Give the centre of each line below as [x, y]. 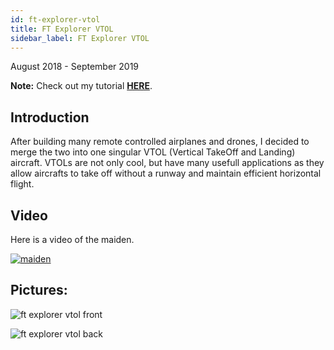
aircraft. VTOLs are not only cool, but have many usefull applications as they [167, 163]
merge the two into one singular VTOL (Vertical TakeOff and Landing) [153, 152]
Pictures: [39, 290]
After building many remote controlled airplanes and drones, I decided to [160, 142]
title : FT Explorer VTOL [62, 29]
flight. [22, 184]
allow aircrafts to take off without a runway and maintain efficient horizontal [166, 173]
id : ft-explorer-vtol [55, 19]
